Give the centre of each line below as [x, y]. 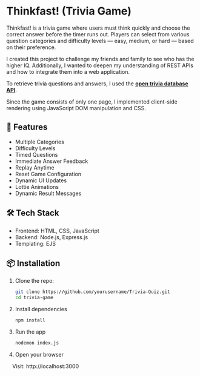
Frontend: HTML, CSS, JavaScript [57, 231]
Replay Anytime [35, 167]
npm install [30, 320]
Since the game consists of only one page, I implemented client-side [92, 102]
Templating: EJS [35, 243]
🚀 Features [27, 127]
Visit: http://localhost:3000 [45, 366]
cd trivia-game [34, 298]
